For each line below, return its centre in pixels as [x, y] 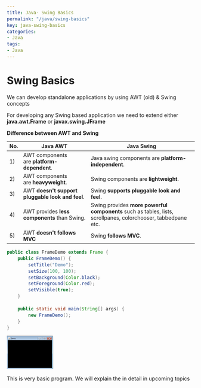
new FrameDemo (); [50, 315]
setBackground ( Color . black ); [64, 278]
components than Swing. [55, 218]
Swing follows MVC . [116, 236]
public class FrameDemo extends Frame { [58, 252]
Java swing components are [126, 158]
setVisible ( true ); [51, 290]
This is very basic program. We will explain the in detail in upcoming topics [98, 378]
